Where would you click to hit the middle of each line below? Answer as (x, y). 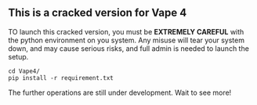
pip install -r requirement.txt (61, 78)
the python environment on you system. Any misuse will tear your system (127, 40)
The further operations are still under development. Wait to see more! (120, 92)
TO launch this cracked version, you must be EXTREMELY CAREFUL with (126, 31)
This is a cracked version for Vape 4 (98, 13)
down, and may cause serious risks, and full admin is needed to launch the (128, 48)
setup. (18, 56)
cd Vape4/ (24, 71)
